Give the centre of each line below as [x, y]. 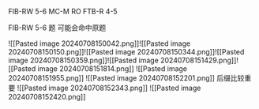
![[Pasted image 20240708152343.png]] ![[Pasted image [109, 88]
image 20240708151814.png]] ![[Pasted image [113, 69]
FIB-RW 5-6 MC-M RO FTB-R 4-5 [63, 11]
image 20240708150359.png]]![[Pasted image [84, 60]
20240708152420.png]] [47, 97]
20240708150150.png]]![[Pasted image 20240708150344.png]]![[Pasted [126, 52]
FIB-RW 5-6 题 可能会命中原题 [57, 28]
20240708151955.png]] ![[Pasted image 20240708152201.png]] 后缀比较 [126, 78]
